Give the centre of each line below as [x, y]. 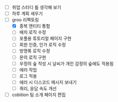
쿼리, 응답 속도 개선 [38, 88]
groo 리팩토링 [25, 20]
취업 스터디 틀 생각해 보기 [37, 7]
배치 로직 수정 [33, 32]
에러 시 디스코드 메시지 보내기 [48, 82]
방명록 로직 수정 [35, 51]
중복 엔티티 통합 [35, 26]
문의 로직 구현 [33, 57]
